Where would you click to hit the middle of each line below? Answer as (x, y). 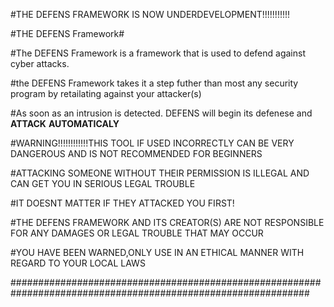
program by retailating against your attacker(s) (106, 93)
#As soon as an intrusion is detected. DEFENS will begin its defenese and (161, 113)
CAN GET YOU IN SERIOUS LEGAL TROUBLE (103, 183)
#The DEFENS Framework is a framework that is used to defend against (158, 53)
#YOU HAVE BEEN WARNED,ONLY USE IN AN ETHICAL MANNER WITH (157, 252)
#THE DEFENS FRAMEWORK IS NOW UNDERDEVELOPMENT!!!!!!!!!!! (150, 14)
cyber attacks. (40, 63)
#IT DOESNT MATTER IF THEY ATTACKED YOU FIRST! (122, 203)
